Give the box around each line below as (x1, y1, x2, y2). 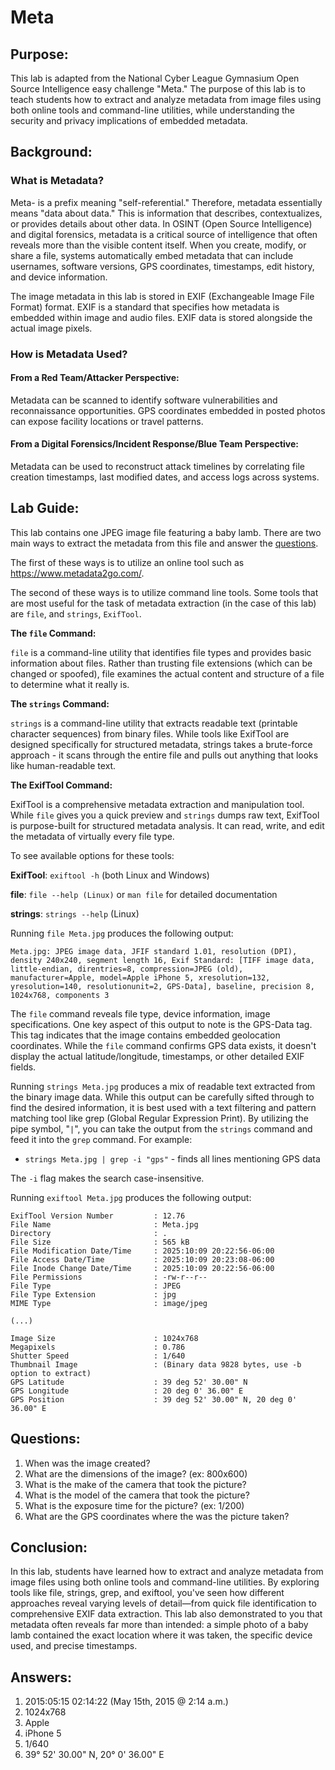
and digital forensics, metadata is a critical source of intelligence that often (10, 228, 318, 240)
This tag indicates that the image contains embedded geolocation (10, 1029, 281, 1041)
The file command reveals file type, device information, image (10, 1007, 271, 1020)
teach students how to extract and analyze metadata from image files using (10, 94, 322, 105)
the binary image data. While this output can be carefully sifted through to (10, 1091, 315, 1103)
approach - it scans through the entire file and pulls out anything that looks (10, 749, 319, 761)
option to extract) (10, 1368, 92, 1378)
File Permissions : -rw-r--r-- (10, 1272, 208, 1282)
